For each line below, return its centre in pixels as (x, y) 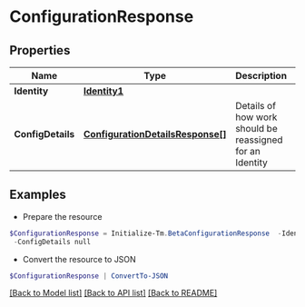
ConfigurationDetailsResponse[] (155, 134)
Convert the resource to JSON (79, 259)
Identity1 (103, 91)
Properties (40, 50)
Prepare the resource (62, 216)
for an (248, 151)
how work (256, 117)
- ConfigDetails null (52, 242)
